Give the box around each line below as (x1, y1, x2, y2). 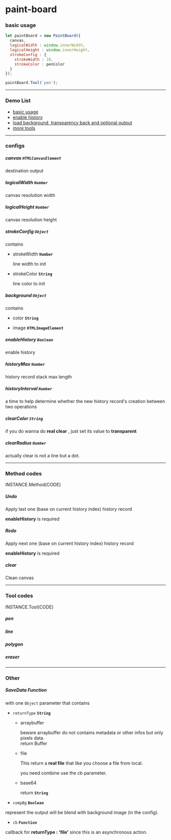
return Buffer (20, 740, 47, 746)
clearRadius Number (5, 440, 47, 446)
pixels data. (20, 735, 45, 741)
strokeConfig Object (5, 228, 49, 235)
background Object (5, 292, 47, 298)
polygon (5, 641, 23, 647)
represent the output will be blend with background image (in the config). (5, 809, 159, 815)
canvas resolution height (5, 217, 57, 223)
